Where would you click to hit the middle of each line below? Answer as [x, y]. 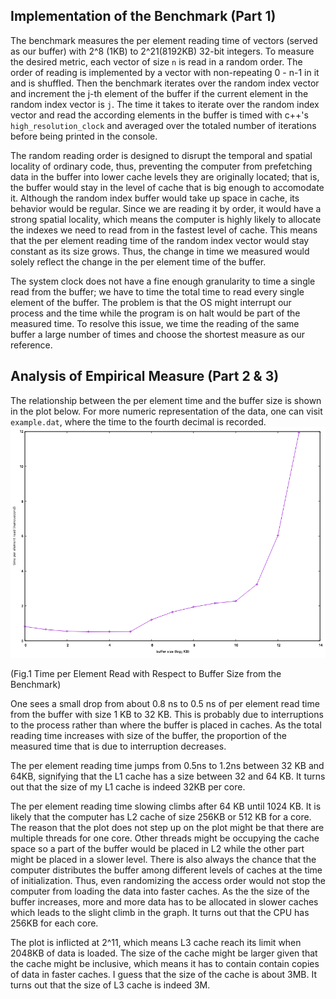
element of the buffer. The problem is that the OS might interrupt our [151, 302]
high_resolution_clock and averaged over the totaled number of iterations [163, 125]
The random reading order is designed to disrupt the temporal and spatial [161, 155]
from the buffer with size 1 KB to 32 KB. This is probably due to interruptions [167, 715]
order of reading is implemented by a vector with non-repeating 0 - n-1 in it [165, 72]
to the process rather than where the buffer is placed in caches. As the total [166, 725]
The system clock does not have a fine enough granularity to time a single [163, 281]
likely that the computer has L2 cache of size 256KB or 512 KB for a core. [161, 817]
